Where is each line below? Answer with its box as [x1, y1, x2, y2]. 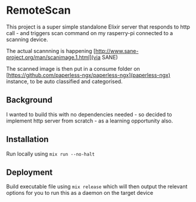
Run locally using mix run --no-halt [6, 150, 95, 157]
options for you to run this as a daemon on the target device [6, 190, 154, 197]
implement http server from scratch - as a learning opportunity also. [6, 117, 173, 124]
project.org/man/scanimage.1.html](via [6, 53, 101, 61]
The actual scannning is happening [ [6, 47, 96, 54]
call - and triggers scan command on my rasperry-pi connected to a [6, 29, 173, 36]
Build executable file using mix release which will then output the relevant [6, 183, 188, 190]
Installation [6, 134, 49, 144]
